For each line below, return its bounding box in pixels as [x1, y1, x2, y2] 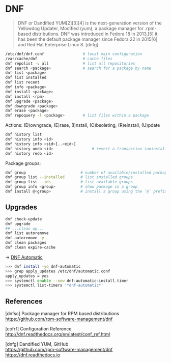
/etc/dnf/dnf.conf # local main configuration [5, 51, 142, 57]
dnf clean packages [5, 240, 47, 245]
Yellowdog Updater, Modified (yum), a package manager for [17, 25, 144, 31]
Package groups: [5, 160, 41, 166]
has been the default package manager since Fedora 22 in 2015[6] [17, 36, 158, 42]
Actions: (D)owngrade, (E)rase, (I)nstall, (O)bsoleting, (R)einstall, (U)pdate [5, 122, 160, 128]
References [5, 297, 43, 305]
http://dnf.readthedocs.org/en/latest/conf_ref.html [5, 331, 110, 338]
